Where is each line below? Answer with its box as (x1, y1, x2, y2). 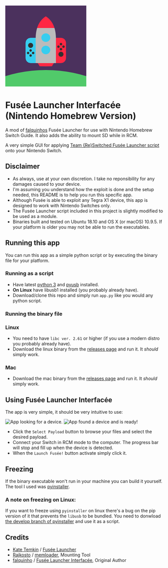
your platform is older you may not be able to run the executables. (12, 224, 150, 230)
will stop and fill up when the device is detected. (12, 445, 113, 451)
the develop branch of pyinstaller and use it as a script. (5, 518, 120, 525)
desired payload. (12, 434, 48, 440)
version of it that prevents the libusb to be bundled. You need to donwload (5, 513, 161, 519)
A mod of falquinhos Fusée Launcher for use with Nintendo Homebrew (5, 127, 153, 133)
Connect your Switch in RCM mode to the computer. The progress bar (12, 440, 159, 446)
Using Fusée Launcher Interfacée (5, 396, 112, 404)
